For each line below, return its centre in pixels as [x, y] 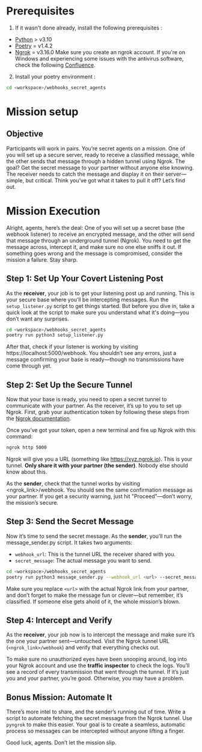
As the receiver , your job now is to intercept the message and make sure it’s [101, 635]
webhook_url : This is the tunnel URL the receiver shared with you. [95, 554]
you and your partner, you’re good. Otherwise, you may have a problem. [95, 679]
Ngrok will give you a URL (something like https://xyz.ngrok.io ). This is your [99, 459]
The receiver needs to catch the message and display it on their [85, 174]
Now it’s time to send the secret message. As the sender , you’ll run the [94, 536]
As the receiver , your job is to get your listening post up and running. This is [100, 293]
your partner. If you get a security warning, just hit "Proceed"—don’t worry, [99, 496]
